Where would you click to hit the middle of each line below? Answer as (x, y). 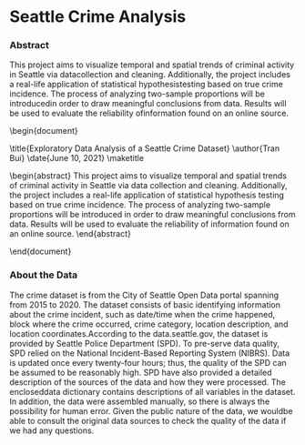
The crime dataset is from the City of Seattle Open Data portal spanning (144, 295)
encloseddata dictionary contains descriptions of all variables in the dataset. (152, 391)
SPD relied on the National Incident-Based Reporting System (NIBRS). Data (150, 353)
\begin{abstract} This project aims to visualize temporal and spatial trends (148, 176)
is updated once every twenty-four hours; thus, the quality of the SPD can (148, 362)
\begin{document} (44, 131)
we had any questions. (52, 430)
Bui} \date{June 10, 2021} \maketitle (76, 158)
